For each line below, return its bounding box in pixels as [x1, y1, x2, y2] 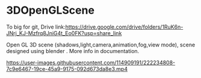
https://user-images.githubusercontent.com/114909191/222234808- [6, 59, 176, 66]
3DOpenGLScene [6, 4, 95, 17]
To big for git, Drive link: [6, 23, 66, 30]
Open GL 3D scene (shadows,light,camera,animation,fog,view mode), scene [6, 41, 196, 48]
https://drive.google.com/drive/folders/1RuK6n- [65, 23, 184, 30]
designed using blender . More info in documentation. [6, 47, 140, 54]
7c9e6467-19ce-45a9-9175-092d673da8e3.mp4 [6, 65, 128, 72]
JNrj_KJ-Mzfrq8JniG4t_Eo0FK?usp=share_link [6, 29, 122, 36]
